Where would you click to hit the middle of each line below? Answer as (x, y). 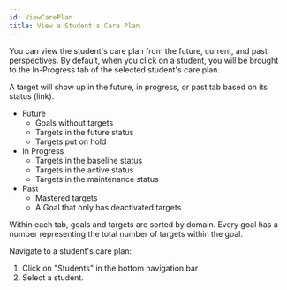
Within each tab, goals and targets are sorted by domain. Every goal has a (143, 224)
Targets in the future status (84, 132)
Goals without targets (74, 122)
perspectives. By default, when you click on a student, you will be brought (144, 60)
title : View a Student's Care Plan (75, 26)
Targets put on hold (71, 141)
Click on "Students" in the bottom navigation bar (110, 268)
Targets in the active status (84, 170)
